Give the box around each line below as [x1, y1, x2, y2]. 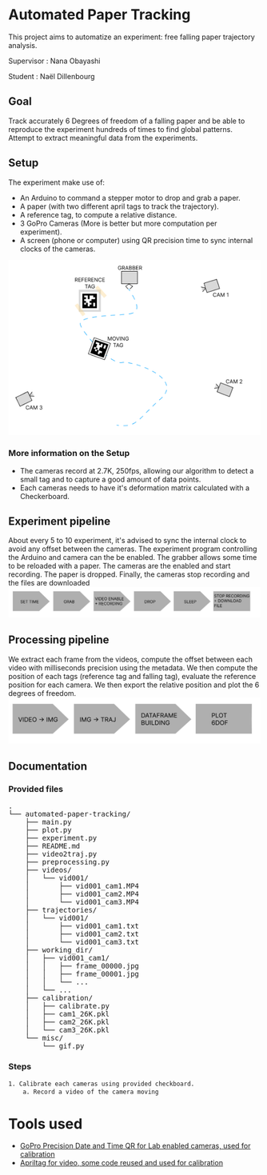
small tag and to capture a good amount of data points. [19, 474, 201, 484]
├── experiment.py [25, 833, 98, 843]
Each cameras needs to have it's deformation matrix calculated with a [19, 482, 250, 493]
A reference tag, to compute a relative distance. [19, 210, 177, 219]
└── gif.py [42, 1041, 85, 1051]
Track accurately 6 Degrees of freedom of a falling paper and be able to [8, 116, 245, 126]
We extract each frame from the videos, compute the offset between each [8, 654, 253, 664]
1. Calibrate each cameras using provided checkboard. [8, 1080, 195, 1089]
